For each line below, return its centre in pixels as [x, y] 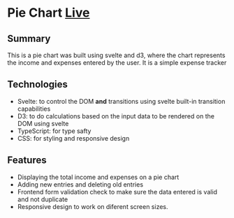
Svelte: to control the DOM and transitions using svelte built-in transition [121, 101]
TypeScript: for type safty [54, 131]
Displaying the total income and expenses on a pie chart [98, 177]
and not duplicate [43, 199]
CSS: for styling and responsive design [73, 138]
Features [27, 161]
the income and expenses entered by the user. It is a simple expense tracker [117, 63]
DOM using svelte [43, 123]
